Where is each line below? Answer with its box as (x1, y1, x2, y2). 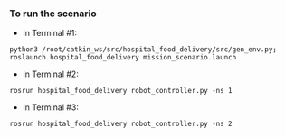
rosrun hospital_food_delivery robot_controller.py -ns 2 (9, 120, 233, 129)
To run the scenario (9, 7, 97, 20)
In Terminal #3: (22, 102, 80, 113)
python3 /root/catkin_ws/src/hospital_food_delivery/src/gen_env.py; (9, 45, 278, 54)
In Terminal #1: (22, 28, 78, 39)
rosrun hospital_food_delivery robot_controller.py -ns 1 (9, 87, 233, 96)
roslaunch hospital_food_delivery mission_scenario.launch (9, 53, 237, 62)
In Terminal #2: (22, 68, 79, 79)
